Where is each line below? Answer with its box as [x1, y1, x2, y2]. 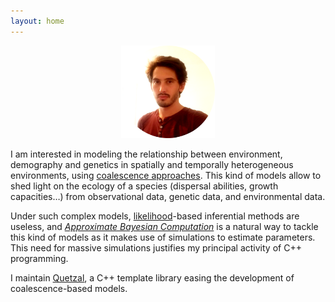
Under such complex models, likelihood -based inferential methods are [10, 210, 300, 222]
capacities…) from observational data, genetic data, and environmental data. [10, 191, 326, 203]
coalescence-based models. [10, 283, 128, 295]
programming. [10, 253, 69, 265]
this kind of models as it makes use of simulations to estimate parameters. [10, 231, 316, 244]
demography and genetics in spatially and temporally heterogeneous [10, 159, 294, 171]
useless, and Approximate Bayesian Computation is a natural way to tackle [10, 221, 319, 233]
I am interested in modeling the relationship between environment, [10, 148, 283, 160]
